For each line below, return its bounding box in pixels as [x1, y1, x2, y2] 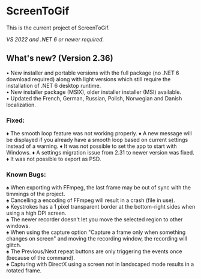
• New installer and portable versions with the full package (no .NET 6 [6, 69, 179, 76]
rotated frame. [6, 267, 42, 274]
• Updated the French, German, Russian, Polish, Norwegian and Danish [6, 94, 182, 102]
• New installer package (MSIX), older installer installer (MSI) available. [6, 88, 182, 96]
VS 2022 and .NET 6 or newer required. [6, 35, 104, 43]
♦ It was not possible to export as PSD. [6, 155, 101, 163]
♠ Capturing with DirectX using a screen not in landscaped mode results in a [6, 260, 194, 268]
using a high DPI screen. [6, 209, 67, 217]
